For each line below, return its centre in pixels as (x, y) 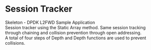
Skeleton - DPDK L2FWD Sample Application (50, 22)
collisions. (15, 43)
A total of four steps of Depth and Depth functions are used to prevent (76, 38)
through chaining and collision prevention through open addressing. (73, 33)
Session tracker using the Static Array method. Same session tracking (75, 27)
